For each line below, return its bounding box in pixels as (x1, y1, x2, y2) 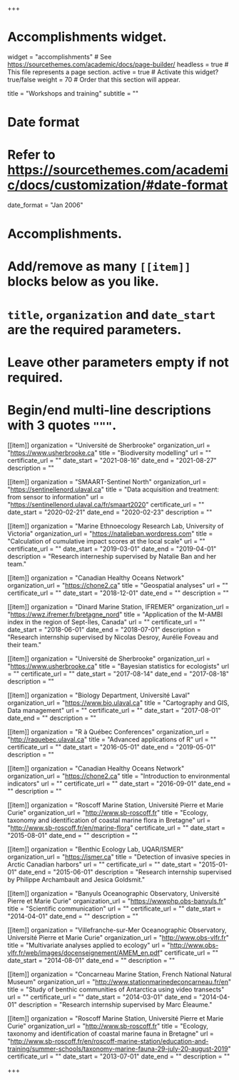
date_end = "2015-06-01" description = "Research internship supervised (18, 867, 232, 876)
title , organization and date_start (7, 306, 216, 322)
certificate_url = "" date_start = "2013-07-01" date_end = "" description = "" (7, 1051, 230, 1061)
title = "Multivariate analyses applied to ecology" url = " (7, 941, 171, 949)
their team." (7, 640, 41, 649)
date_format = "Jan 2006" (7, 201, 83, 209)
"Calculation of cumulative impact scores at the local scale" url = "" (7, 536, 205, 545)
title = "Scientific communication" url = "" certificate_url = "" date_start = (7, 904, 222, 913)
